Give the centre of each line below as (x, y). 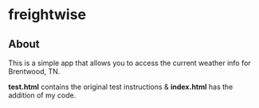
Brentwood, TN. (34, 71)
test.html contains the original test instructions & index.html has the (121, 87)
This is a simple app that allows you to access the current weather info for (129, 63)
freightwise (47, 15)
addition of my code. (42, 95)
